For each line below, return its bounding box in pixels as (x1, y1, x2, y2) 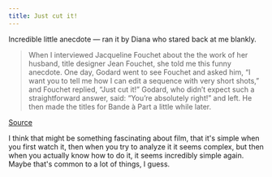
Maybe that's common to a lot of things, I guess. (8, 159, 171, 169)
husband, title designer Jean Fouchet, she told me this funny (28, 58, 231, 68)
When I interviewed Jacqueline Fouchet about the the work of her (28, 50, 248, 59)
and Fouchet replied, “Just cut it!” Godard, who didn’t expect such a (28, 84, 255, 94)
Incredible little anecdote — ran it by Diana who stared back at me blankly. (8, 34, 257, 44)
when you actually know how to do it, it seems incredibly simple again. (8, 150, 244, 160)
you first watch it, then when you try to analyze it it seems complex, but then (8, 141, 264, 151)
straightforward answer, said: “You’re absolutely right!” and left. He (28, 93, 253, 102)
